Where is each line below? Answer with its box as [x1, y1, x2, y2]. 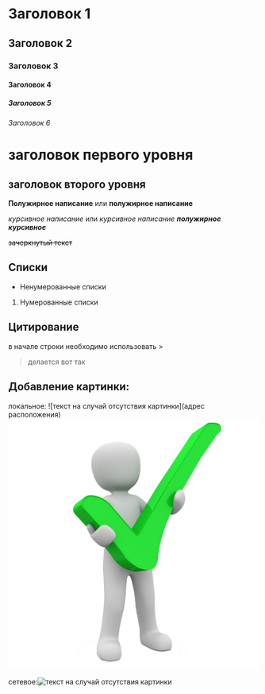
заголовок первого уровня [8, 146, 194, 164]
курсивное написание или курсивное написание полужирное [8, 214, 221, 223]
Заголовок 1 [8, 5, 91, 23]
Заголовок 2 [8, 37, 73, 50]
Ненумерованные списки [19, 281, 107, 291]
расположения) [8, 409, 61, 419]
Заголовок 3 [8, 60, 59, 72]
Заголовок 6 [8, 118, 51, 128]
